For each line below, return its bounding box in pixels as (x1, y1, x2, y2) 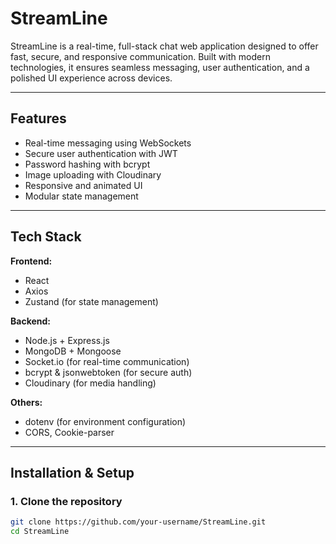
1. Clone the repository (10, 494, 123, 508)
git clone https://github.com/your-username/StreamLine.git (10, 517, 267, 527)
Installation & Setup (10, 464, 135, 481)
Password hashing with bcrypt (24, 158, 151, 170)
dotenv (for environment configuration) (24, 415, 187, 427)
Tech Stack (10, 228, 82, 246)
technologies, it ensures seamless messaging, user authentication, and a (10, 61, 310, 73)
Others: (10, 396, 43, 408)
